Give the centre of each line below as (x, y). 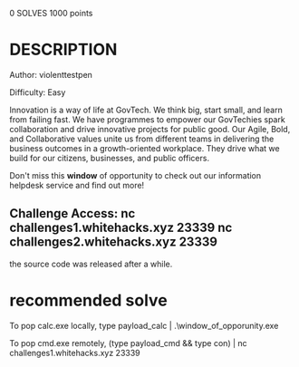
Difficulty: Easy (38, 92)
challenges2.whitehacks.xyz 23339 (113, 242)
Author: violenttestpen (51, 74)
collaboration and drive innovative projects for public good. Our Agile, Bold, (150, 129)
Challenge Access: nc (72, 213)
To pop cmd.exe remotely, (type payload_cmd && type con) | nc (128, 343)
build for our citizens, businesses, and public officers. (110, 158)
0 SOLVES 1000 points (51, 13)
